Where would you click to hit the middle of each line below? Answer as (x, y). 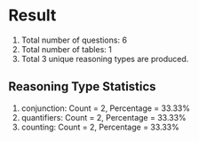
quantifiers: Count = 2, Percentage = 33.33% (104, 117)
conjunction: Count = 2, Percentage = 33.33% (105, 108)
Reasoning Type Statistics (82, 86)
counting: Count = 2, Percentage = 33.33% (100, 127)
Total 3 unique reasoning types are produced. (105, 59)
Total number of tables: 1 (66, 49)
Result (32, 16)
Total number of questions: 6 (74, 40)
